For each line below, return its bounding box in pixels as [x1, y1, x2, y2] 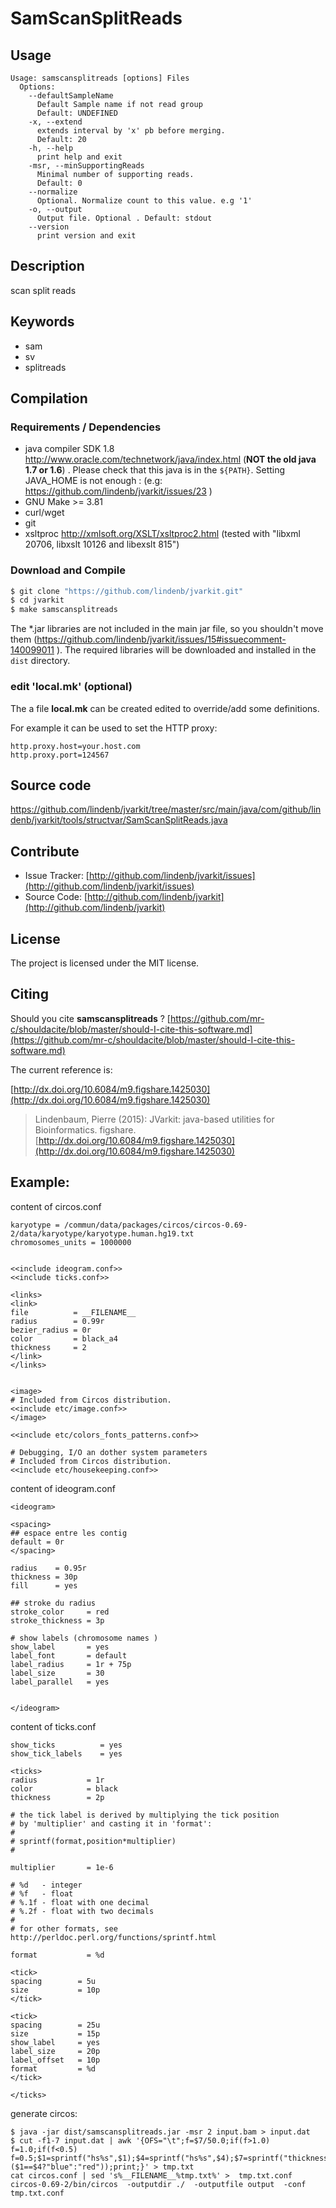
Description [10, 258, 85, 275]
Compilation [10, 390, 88, 407]
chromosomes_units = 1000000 [10, 1237, 132, 1247]
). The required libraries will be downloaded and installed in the [56, 644, 317, 656]
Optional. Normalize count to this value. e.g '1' [36, 196, 253, 206]
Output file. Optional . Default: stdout [36, 213, 213, 223]
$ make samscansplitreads [10, 605, 118, 615]
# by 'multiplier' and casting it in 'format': [10, 1818, 213, 1829]
